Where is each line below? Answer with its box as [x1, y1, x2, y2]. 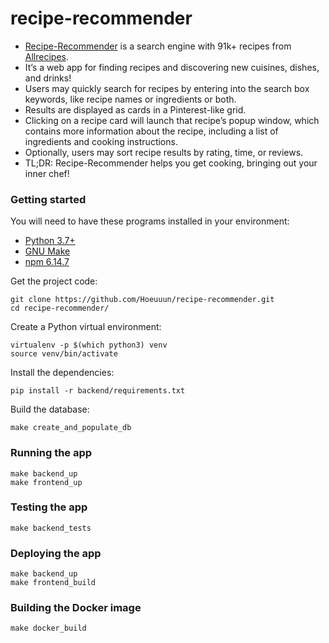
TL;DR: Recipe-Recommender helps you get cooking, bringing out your [24, 157, 318, 169]
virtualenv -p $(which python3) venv [10, 340, 168, 351]
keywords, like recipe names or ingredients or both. [24, 93, 237, 105]
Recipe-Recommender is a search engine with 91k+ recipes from [24, 40, 292, 52]
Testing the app [10, 500, 88, 514]
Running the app [10, 446, 93, 460]
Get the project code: [10, 275, 98, 287]
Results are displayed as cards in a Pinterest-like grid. [24, 103, 247, 116]
